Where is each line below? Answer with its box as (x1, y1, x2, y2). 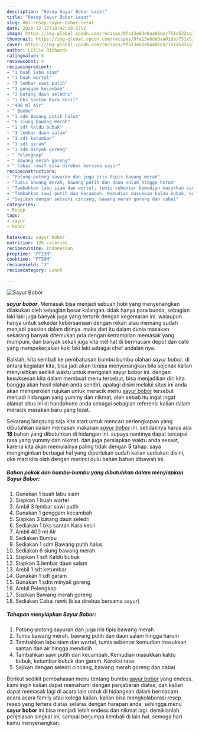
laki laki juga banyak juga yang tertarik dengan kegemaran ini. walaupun (6, 312, 182, 320)
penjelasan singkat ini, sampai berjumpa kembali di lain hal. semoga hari (6, 712, 182, 720)
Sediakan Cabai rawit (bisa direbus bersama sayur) (15, 597, 140, 605)
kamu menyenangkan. (6, 719, 61, 726)
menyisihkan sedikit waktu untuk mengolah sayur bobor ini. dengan (6, 368, 171, 375)
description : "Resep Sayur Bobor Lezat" (6, 8, 108, 15)
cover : (6, 42, 23, 48)
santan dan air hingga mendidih (15, 644, 92, 652)
